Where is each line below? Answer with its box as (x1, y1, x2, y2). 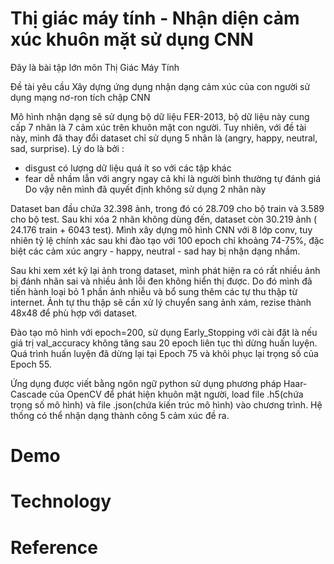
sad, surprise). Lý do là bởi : (10, 142, 125, 154)
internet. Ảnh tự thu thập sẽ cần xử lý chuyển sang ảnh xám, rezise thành (10, 296, 312, 308)
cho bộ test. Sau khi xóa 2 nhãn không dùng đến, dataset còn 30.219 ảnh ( (10, 213, 318, 225)
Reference (10, 536, 98, 559)
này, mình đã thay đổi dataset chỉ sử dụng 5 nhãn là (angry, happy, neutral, (10, 132, 318, 144)
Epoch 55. (10, 358, 52, 370)
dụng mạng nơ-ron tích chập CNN (10, 91, 151, 103)
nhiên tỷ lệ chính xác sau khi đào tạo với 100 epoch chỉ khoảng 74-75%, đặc (10, 234, 325, 246)
